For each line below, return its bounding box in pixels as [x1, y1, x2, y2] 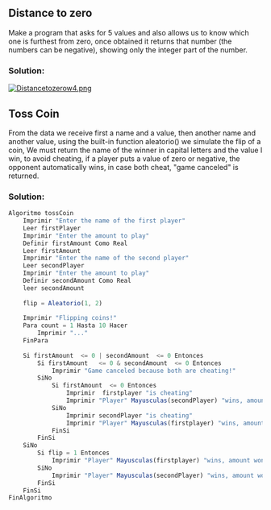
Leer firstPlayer [23, 224, 81, 232]
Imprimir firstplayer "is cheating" [65, 389, 194, 397]
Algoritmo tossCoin [8, 209, 74, 218]
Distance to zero [8, 6, 93, 20]
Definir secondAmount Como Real [23, 277, 131, 285]
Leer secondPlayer [23, 262, 85, 270]
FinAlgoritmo [8, 494, 52, 502]
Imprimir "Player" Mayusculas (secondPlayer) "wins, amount [51, 471, 254, 479]
